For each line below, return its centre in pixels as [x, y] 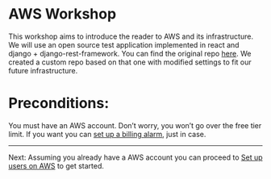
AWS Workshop [63, 14]
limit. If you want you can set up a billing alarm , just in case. [107, 134]
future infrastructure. [43, 70]
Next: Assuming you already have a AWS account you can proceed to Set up [135, 157]
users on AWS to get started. [56, 165]
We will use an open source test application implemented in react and [124, 44]
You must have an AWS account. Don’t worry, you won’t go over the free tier [135, 125]
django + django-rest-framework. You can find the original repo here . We [130, 53]
